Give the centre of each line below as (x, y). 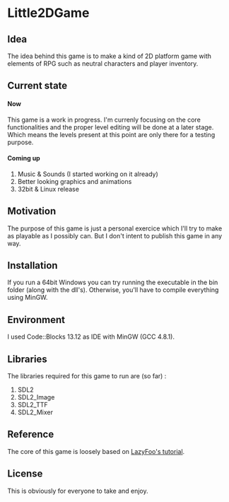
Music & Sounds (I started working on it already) (88, 174)
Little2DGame (48, 13)
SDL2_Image (36, 397)
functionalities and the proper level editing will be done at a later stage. (111, 127)
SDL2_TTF (33, 405)
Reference (31, 434)
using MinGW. (28, 298)
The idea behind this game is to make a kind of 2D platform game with (110, 56)
